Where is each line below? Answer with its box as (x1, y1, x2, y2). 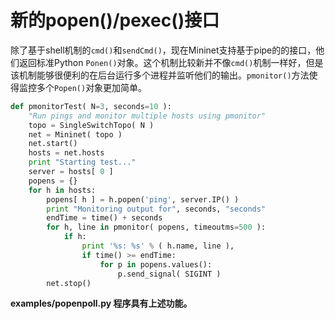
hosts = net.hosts (28, 148, 105, 158)
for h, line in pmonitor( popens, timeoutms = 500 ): (46, 222, 267, 233)
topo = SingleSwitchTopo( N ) (28, 120, 155, 130)
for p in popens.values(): (99, 259, 213, 270)
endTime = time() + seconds (46, 213, 163, 223)
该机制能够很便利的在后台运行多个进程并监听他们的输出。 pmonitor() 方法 (10, 69, 310, 81)
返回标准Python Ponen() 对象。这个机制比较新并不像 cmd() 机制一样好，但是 (18, 56, 324, 68)
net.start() (28, 139, 78, 149)
